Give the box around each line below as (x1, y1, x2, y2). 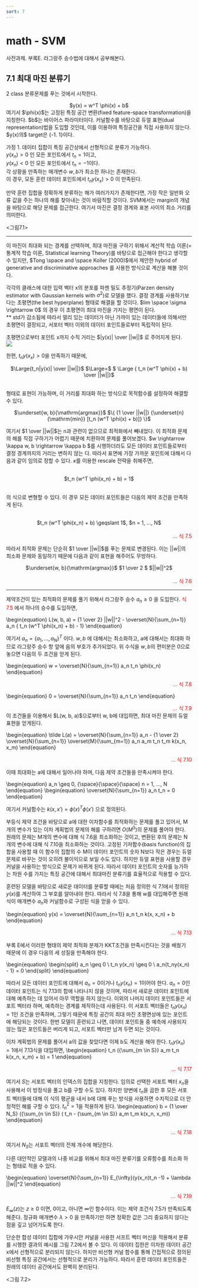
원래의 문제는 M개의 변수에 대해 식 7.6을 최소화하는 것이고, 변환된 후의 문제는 (6, 833, 183, 840)
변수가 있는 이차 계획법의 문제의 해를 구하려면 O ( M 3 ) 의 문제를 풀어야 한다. (16, 825, 186, 833)
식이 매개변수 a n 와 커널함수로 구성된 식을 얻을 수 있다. (6, 897, 130, 906)
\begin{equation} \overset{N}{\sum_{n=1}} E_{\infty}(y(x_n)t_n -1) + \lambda (6, 1174, 191, 1181)
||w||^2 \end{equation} (6, 1180, 61, 1187)
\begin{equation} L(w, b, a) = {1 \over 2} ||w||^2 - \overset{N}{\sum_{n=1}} (6, 616, 187, 623)
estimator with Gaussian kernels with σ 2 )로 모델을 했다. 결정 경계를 (6, 290, 164, 299)
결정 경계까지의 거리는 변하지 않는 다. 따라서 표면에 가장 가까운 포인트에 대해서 (6, 450, 186, 457)
